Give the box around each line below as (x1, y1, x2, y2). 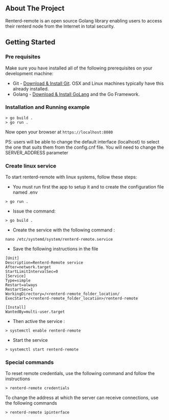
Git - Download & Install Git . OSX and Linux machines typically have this (12, 80, 164, 86)
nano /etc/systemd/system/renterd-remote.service (5, 237, 113, 242)
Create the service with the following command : (12, 227, 115, 233)
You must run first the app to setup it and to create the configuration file (12, 184, 164, 190)
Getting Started (5, 38, 56, 46)
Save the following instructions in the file (12, 246, 99, 252)
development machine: (5, 70, 54, 76)
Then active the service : (12, 318, 65, 324)
